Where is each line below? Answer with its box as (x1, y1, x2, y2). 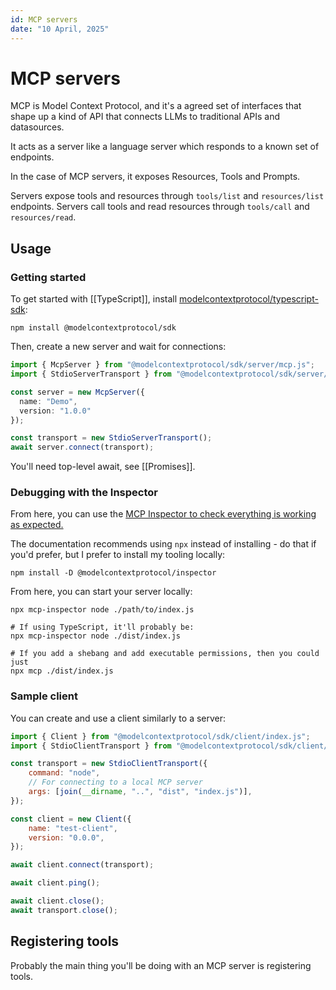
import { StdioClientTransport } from (10, 741, 172, 751)
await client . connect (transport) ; (10, 860, 155, 870)
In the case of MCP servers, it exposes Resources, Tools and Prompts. (10, 171, 301, 183)
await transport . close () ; (10, 905, 118, 915)
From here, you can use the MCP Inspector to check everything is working (10, 508, 317, 520)
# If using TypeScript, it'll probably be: (10, 622, 195, 633)
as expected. (10, 519, 64, 531)
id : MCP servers (10, 14, 78, 25)
